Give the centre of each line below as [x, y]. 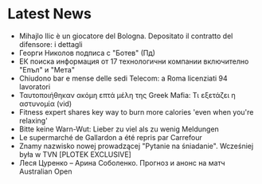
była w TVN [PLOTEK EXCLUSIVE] [75, 154]
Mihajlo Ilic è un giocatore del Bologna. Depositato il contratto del [126, 36]
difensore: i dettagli [51, 44]
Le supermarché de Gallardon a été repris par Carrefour [110, 137]
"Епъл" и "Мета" [47, 69]
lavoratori [35, 86]
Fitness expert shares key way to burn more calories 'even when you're [136, 112]
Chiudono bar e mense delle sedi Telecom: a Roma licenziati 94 [123, 78]
